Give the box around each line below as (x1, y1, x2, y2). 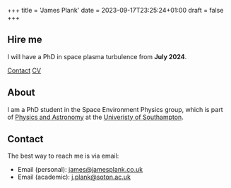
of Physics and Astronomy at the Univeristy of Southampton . (7, 113, 184, 121)
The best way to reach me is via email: (7, 151, 119, 161)
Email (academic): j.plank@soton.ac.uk (17, 173, 131, 182)
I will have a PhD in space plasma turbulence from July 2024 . (7, 52, 187, 61)
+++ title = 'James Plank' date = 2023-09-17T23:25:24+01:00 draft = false (7, 6, 224, 14)
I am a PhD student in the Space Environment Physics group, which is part (7, 105, 223, 113)
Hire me (7, 34, 42, 46)
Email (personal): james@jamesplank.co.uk (17, 165, 143, 174)
